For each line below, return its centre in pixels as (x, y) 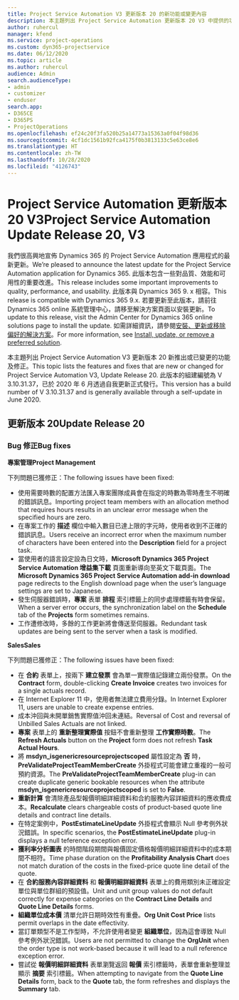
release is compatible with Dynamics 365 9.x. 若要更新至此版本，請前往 (112, 300)
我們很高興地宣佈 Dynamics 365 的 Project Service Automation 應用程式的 (116, 255)
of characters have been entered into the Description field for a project (122, 543)
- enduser (22, 101)
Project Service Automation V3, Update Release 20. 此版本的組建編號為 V (115, 374)
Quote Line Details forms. (56, 907)
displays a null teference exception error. (78, 841)
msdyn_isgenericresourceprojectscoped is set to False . (102, 790)
